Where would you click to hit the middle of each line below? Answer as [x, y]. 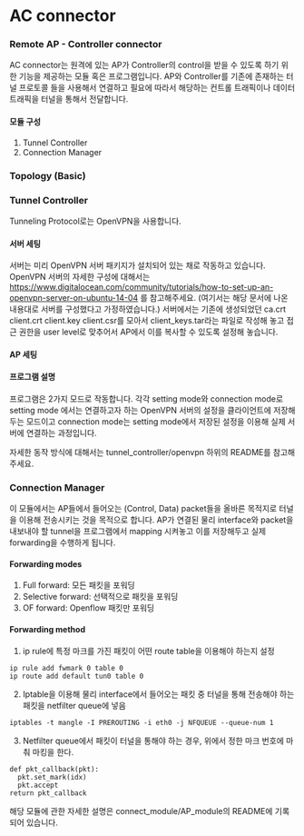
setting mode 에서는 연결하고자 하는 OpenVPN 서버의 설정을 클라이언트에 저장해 [152, 410]
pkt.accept [38, 785]
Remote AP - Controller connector [86, 45]
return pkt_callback [49, 793]
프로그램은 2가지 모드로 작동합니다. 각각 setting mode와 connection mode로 [147, 398]
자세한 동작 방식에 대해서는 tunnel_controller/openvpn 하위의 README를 [140, 452]
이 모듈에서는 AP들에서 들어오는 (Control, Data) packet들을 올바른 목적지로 [143, 509]
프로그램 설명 [33, 377]
